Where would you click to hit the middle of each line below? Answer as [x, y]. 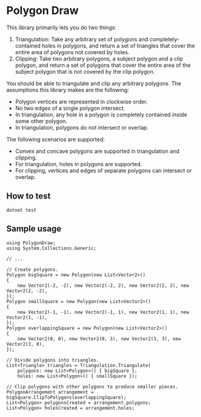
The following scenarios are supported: [56, 139]
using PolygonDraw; [31, 243]
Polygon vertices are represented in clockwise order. [81, 102]
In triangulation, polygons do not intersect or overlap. [82, 127]
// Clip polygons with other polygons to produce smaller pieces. [92, 387]
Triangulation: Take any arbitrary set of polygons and [81, 39]
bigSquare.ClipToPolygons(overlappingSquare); [66, 397]
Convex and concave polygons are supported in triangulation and [97, 151]
